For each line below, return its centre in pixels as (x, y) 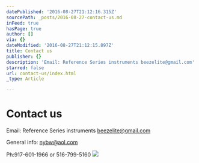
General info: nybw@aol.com (42, 143)
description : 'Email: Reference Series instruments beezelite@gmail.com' (101, 62)
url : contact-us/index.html (41, 73)
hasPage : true (24, 29)
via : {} (16, 40)
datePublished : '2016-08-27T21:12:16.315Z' (62, 12)
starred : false (25, 68)
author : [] (20, 34)
